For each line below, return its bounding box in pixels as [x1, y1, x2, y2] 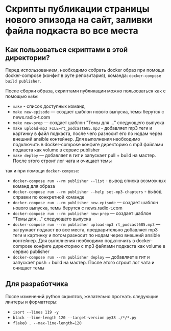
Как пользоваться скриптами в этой [5, 45, 128, 54]
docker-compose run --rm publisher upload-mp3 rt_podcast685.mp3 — [12, 221, 161, 227]
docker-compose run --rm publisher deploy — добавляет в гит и [12, 254, 150, 260]
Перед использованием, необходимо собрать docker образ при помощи [5, 67, 165, 73]
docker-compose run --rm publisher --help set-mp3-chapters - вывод [12, 188, 162, 194]
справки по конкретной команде [12, 194, 85, 200]
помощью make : [5, 93, 39, 99]
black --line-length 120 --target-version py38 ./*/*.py [12, 315, 137, 320]
